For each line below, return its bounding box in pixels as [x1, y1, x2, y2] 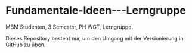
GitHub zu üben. [5, 41, 46, 48]
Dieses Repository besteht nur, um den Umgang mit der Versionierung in [5, 35, 184, 42]
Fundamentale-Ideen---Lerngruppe [5, 4, 186, 17]
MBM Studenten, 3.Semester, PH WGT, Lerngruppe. [5, 23, 134, 30]
